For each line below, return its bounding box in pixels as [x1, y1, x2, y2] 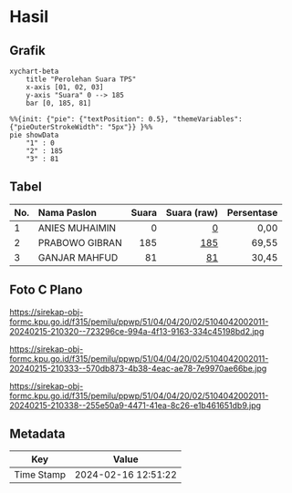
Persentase [226, 206, 278, 219]
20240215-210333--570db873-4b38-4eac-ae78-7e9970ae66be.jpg [9, 363, 267, 374]
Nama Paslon [37, 206, 98, 219]
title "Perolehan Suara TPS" [26, 75, 137, 84]
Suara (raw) [165, 206, 219, 219]
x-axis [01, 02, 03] [26, 83, 104, 92]
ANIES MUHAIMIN [37, 221, 117, 234]
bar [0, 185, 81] [26, 98, 92, 108]
